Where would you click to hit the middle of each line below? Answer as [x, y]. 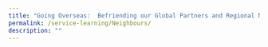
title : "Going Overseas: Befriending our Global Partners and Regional [132, 16]
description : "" [35, 30]
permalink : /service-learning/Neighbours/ [80, 23]
